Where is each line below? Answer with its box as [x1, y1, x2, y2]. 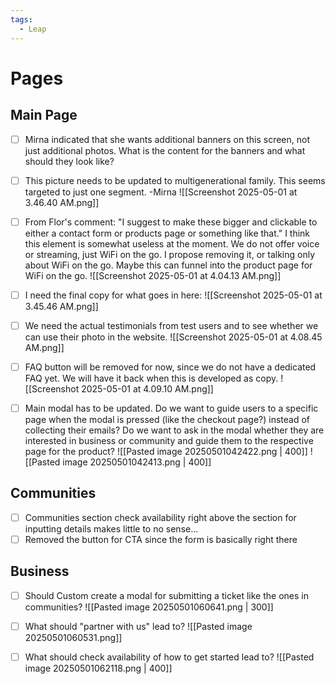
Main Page [10, 107, 78, 124]
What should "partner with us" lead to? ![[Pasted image [24, 620, 253, 632]
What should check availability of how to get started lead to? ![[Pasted [24, 651, 315, 663]
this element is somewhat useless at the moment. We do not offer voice [24, 237, 320, 250]
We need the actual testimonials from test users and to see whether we [24, 319, 319, 331]
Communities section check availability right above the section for [24, 511, 297, 523]
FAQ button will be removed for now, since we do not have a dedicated [24, 361, 317, 373]
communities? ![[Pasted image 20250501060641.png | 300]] [24, 601, 274, 613]
